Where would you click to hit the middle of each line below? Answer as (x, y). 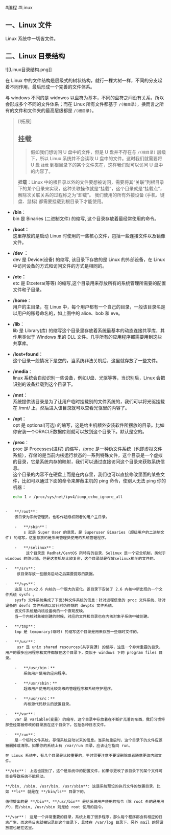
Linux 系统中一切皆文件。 (32, 38)
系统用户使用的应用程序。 (46, 674)
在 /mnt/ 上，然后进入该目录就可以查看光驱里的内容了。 (71, 408)
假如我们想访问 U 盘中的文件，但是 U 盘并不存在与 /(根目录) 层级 (98, 152)
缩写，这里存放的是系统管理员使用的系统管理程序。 (63, 538)
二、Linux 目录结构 (35, 56)
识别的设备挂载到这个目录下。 (44, 384)
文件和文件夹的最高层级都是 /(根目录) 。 (55, 110)
